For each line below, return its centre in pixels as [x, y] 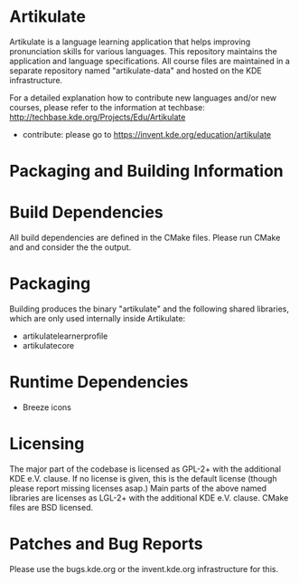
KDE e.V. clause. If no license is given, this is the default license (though [143, 478]
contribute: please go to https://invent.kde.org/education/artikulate [147, 134]
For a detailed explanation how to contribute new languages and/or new [143, 98]
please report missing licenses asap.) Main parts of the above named [138, 488]
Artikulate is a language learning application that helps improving [130, 42]
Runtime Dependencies [99, 382]
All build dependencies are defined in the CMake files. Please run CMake [145, 238]
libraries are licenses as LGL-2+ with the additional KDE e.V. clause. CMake [149, 497]
